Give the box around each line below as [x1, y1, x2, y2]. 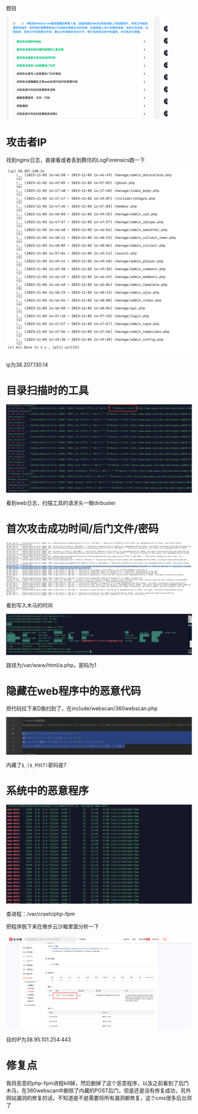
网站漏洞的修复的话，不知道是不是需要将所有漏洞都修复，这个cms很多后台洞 [6, 1094, 192, 1101]
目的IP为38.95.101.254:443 [6, 1036, 71, 1043]
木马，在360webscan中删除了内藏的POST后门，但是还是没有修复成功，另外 [6, 1087, 192, 1094]
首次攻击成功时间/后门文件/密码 [6, 522, 159, 536]
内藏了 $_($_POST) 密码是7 [6, 761, 67, 768]
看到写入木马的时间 [6, 602, 53, 609]
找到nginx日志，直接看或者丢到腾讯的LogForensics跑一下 [6, 156, 146, 163]
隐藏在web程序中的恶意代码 [6, 684, 141, 698]
